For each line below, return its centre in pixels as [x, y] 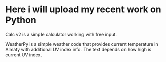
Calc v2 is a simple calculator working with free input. [61, 34]
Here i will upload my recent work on [84, 9]
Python [21, 20]
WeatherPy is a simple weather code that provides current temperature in [82, 44]
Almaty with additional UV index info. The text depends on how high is [78, 49]
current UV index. [24, 55]
